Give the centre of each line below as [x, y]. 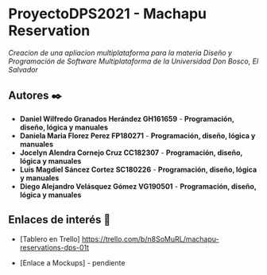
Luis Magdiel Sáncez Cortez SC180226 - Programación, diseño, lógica [138, 169]
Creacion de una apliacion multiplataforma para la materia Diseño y [120, 52]
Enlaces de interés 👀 [60, 220]
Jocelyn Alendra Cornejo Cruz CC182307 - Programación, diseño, [131, 153]
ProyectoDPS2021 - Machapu [108, 14]
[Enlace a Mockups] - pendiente [72, 262]
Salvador [23, 69]
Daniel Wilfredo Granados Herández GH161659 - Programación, [127, 118]
